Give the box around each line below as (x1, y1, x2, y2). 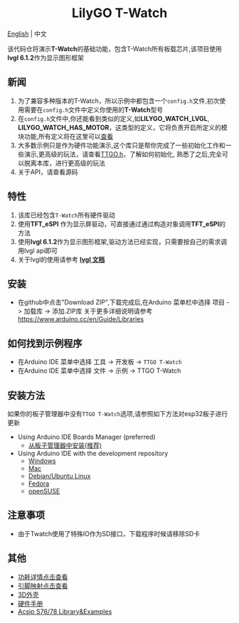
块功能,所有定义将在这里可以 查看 (17, 132, 114, 140)
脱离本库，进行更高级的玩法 (23, 159, 105, 167)
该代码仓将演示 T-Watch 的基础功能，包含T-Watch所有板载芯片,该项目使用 (7, 44, 223, 53)
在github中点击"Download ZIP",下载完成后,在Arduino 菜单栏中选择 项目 (17, 298, 225, 307)
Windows (28, 457, 56, 465)
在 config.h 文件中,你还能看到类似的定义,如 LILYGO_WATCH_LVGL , (17, 114, 210, 122)
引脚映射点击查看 (17, 581, 68, 590)
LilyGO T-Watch (71, 5, 168, 21)
